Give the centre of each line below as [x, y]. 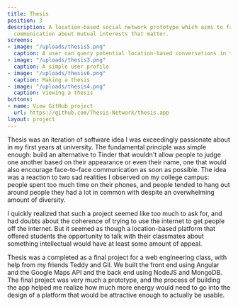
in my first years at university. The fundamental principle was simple [107, 147]
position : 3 [25, 21]
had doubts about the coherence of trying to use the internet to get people [116, 221]
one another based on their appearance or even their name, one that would [117, 162]
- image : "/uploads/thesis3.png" [57, 60]
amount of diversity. [36, 200]
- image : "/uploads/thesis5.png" [57, 47]
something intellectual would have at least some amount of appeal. [105, 243]
